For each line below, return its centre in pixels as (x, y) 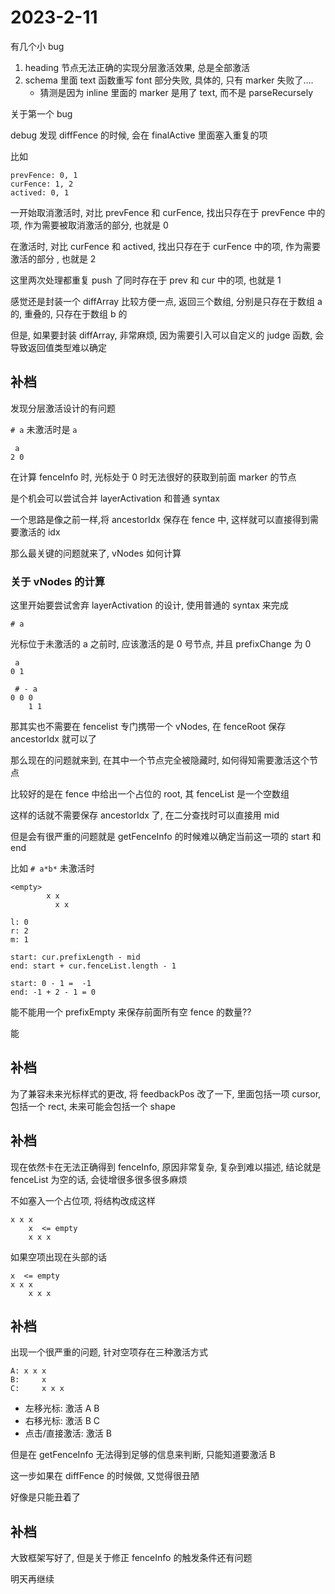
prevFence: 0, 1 (44, 175)
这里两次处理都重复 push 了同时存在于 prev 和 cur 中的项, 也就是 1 (146, 280)
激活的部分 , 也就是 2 (53, 258)
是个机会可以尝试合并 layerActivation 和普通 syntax (115, 498)
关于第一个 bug (41, 113)
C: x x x (37, 1389)
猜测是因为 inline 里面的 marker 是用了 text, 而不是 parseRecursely (176, 92)
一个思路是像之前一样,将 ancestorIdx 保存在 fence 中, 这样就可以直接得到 (160, 519)
